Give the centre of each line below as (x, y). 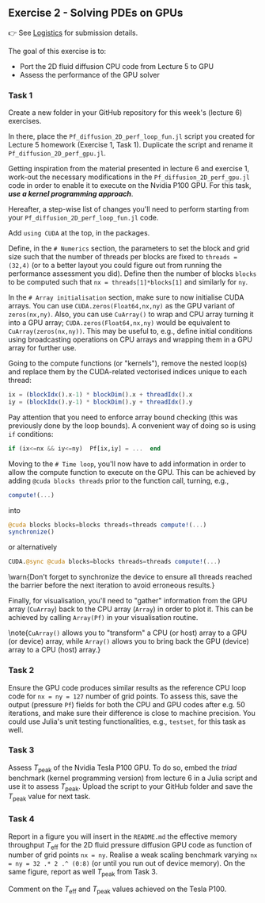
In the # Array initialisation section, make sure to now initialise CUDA (126, 297)
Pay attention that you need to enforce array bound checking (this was (123, 417)
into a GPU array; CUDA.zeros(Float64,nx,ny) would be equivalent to (119, 323)
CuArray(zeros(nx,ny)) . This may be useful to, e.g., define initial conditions (131, 331)
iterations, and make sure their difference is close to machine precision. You (132, 713)
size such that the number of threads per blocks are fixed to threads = (123, 257)
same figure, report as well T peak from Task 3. (83, 873)
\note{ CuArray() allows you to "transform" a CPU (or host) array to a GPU (128, 633)
